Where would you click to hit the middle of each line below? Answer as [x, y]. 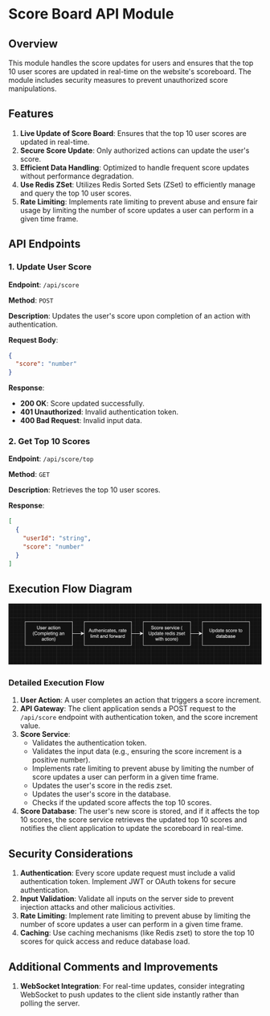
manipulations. [33, 88]
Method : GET [29, 475]
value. [30, 726]
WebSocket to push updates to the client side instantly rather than [129, 994]
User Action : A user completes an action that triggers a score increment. [141, 700]
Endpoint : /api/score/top [51, 459]
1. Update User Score [50, 267]
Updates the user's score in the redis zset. [102, 786]
